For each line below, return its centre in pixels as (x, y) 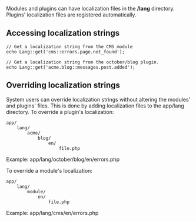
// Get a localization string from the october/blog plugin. (83, 62)
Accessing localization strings (63, 33)
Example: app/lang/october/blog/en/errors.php (63, 159)
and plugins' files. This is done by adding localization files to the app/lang (95, 106)
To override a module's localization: (49, 170)
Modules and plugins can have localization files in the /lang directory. (90, 9)
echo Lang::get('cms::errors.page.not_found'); (66, 52)
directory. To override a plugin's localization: (60, 112)
